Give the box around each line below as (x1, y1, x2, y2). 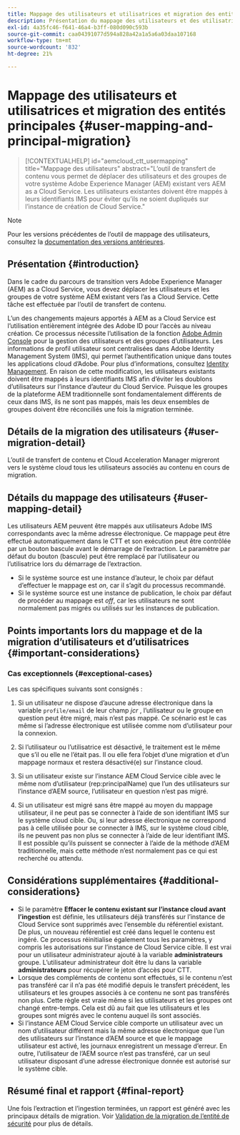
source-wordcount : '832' (7, 44, 81, 51)
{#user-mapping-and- (78, 118, 214, 134)
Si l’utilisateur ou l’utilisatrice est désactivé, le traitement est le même (17, 743, 221, 751)
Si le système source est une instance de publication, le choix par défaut (17, 589, 232, 598)
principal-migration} (7, 133, 131, 149)
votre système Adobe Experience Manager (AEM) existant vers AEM (24, 179, 226, 188)
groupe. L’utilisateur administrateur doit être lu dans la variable (17, 958, 202, 966)
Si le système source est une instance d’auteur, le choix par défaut (17, 573, 214, 583)
